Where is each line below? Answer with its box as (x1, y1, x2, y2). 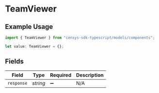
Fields (5, 57, 24, 66)
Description (76, 71, 104, 78)
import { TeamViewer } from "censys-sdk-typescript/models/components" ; (5, 35, 155, 40)
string (32, 80, 46, 86)
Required (50, 71, 72, 78)
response (7, 80, 28, 86)
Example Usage (5, 23, 53, 31)
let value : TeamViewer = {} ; (5, 44, 64, 49)
